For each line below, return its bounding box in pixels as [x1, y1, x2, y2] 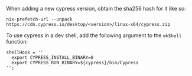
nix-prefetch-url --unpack [6, 16, 73, 22]
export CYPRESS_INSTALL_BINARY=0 [11, 55, 94, 61]
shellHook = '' [6, 49, 44, 55]
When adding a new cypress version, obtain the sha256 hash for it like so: [6, 5, 186, 12]
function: [6, 38, 28, 45]
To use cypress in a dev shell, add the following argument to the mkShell [6, 32, 182, 39]
